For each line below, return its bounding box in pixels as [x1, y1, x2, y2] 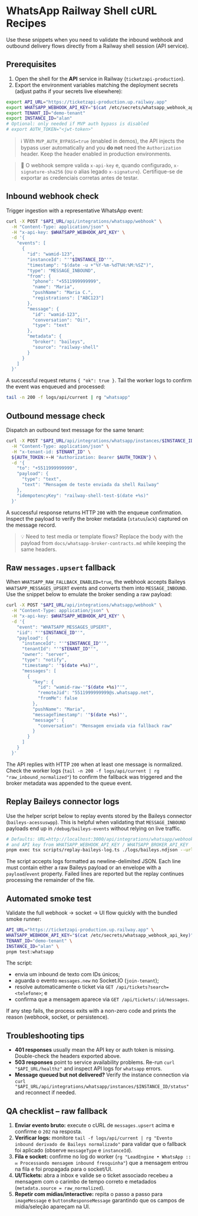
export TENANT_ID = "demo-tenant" [6, 110, 85, 116]
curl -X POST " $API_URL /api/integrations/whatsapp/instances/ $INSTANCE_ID [6, 438, 194, 444]
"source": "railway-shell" [32, 344, 99, 350]
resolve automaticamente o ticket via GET [14, 983, 114, 990]
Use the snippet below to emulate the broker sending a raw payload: [6, 591, 172, 598]
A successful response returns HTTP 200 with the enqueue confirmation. [6, 508, 183, 516]
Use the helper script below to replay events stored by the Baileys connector [6, 812, 192, 820]
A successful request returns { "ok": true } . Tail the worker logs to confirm [6, 377, 192, 384]
